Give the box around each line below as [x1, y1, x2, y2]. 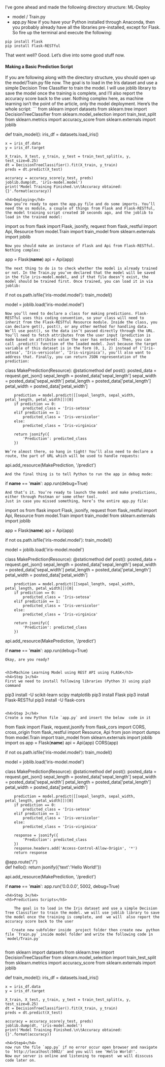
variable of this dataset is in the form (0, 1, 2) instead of [5, 346, 138, 351]
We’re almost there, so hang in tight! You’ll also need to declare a [5, 449, 153, 455]
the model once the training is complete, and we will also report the [5, 915, 160, 920]
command [5, 683, 21, 688]
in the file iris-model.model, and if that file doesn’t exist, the [5, 275, 149, 280]
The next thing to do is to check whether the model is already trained [5, 266, 158, 271]
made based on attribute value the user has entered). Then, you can [5, 337, 151, 342]
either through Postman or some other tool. [5, 495, 98, 500]
